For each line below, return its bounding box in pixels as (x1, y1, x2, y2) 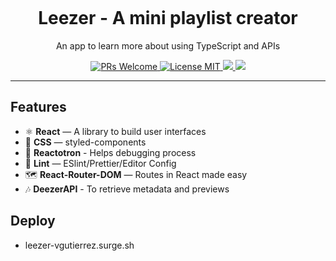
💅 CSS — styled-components (24, 136, 147, 148)
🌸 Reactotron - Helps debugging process (24, 146, 197, 158)
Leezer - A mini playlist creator (38, 7, 298, 30)
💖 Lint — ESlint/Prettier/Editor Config (24, 157, 177, 169)
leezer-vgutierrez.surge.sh (24, 239, 135, 251)
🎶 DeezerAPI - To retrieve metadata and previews (24, 183, 230, 195)
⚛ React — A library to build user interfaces (24, 125, 207, 137)
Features (10, 99, 67, 116)
